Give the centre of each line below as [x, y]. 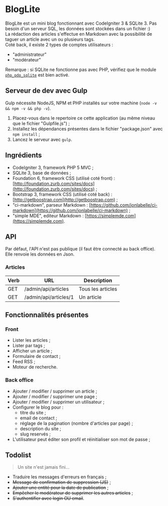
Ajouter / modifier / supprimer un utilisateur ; [58, 402]
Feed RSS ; [24, 362]
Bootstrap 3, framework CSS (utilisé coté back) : [62, 194]
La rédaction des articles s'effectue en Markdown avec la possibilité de [79, 34]
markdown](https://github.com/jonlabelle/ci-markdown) [70, 210]
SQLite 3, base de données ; [42, 173]
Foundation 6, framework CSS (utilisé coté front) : [64, 178]
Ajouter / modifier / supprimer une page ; [55, 396]
